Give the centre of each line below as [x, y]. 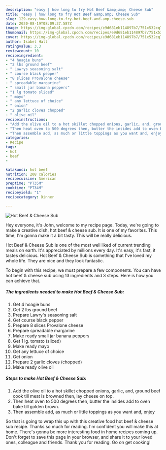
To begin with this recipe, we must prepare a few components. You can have [83, 270]
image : [12, 28]
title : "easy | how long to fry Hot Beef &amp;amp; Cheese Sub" [73, 14]
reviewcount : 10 [22, 51]
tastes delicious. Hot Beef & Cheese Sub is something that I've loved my [79, 255]
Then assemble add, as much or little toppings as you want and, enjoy [84, 412]
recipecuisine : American [31, 179]
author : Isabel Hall [27, 42]
